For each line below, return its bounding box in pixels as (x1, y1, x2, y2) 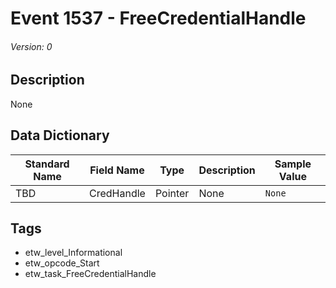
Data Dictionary (10, 127, 110, 144)
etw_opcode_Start (24, 257, 100, 269)
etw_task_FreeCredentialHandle (24, 268, 157, 280)
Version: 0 (10, 40, 53, 52)
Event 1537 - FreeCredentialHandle (10, 7, 307, 30)
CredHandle (89, 186, 146, 200)
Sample (274, 157, 312, 171)
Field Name (89, 163, 145, 177)
